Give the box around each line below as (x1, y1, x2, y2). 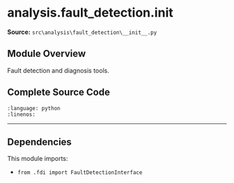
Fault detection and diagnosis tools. (7, 66, 109, 74)
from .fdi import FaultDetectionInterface (17, 169, 143, 176)
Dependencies (7, 136, 72, 148)
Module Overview (7, 48, 86, 60)
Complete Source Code (7, 87, 110, 98)
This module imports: (7, 155, 68, 163)
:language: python (7, 105, 61, 112)
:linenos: (7, 111, 36, 118)
